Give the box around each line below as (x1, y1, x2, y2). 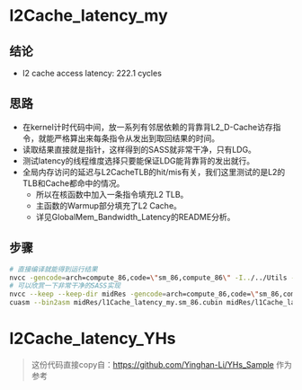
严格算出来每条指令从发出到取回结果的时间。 (53, 132, 220, 144)
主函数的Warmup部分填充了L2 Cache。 (35, 199, 182, 211)
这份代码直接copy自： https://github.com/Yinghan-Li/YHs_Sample (31, 359, 274, 369)
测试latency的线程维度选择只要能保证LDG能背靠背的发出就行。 (22, 155, 254, 166)
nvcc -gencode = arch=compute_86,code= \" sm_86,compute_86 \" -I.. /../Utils (9, 273, 288, 282)
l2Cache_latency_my (9, 5, 168, 26)
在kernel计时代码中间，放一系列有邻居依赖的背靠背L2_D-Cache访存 (22, 121, 274, 132)
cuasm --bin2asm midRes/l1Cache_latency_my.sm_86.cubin (9, 298, 223, 307)
